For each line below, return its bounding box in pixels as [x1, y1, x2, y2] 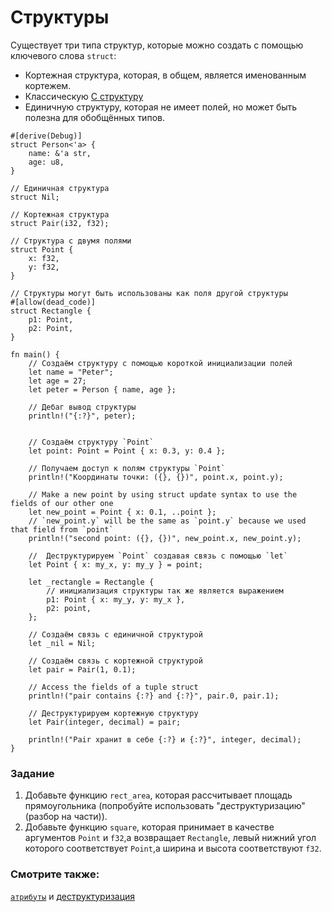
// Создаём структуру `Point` [28, 437, 155, 447]
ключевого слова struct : [10, 49, 117, 61]
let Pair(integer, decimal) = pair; [28, 717, 182, 727]
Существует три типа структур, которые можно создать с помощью [10, 39, 304, 51]
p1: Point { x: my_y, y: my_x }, [46, 594, 186, 605]
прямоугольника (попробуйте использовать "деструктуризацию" [24, 800, 306, 812]
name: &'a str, [28, 148, 92, 158]
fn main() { [10, 349, 60, 360]
